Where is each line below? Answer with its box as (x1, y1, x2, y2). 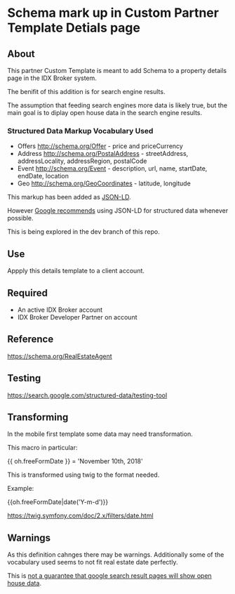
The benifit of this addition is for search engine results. (7, 88, 166, 95)
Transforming (7, 411, 69, 423)
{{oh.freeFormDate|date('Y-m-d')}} (7, 498, 109, 506)
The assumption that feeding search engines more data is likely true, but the (7, 101, 228, 110)
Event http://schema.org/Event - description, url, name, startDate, (17, 164, 208, 173)
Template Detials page (7, 20, 140, 36)
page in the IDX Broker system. (7, 74, 97, 82)
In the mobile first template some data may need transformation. (7, 430, 193, 438)
